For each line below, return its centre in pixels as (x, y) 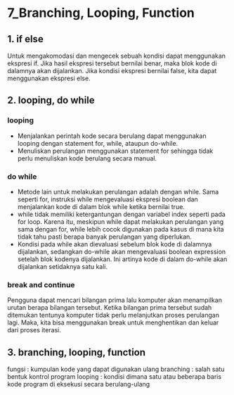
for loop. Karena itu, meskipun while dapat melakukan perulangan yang (121, 221)
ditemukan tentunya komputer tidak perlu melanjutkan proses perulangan (113, 315)
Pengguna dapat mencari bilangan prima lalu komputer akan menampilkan (115, 300)
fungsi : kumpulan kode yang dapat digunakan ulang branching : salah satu (116, 369)
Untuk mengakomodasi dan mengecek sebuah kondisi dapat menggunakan (117, 56)
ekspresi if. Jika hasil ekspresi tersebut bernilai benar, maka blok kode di (112, 63)
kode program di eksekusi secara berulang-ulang (79, 384)
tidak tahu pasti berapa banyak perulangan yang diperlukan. (104, 237)
